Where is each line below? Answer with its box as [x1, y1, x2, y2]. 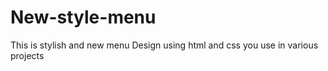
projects [10, 49, 45, 61]
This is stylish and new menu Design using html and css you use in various [10, 39, 319, 51]
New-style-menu [10, 6, 157, 29]
